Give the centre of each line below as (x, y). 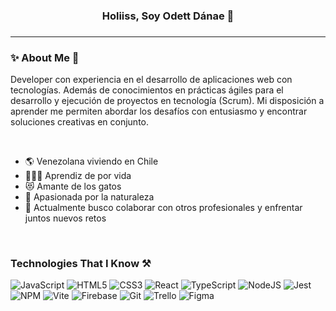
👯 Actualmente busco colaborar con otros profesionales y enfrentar (163, 208)
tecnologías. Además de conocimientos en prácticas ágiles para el (147, 90)
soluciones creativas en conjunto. (79, 122)
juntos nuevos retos (65, 218)
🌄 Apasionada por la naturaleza (89, 197)
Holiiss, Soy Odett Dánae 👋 (168, 16)
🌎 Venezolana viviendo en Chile (91, 161)
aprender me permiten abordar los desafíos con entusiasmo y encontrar (159, 111)
